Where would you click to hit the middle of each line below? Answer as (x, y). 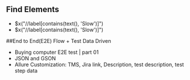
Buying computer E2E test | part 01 (57, 52)
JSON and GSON (35, 58)
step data (26, 70)
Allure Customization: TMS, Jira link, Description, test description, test (99, 64)
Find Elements (33, 10)
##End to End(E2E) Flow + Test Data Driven (59, 41)
